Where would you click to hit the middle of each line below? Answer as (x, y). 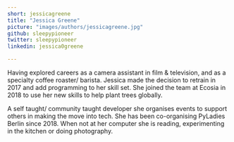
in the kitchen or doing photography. (60, 131)
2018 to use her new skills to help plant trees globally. (85, 95)
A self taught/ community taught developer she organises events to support (117, 109)
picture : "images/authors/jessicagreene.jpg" (75, 27)
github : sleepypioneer (41, 33)
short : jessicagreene (39, 14)
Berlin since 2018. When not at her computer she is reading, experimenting (116, 123)
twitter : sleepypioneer (42, 40)
